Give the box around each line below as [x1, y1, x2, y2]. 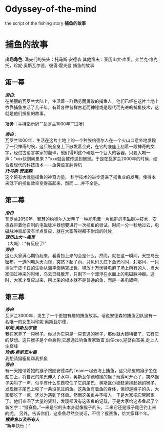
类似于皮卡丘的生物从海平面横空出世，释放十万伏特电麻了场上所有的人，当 [5, 265, 155, 271]
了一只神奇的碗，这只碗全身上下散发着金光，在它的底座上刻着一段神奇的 [5, 143, 150, 149]
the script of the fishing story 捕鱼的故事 [5, 20, 86, 26]
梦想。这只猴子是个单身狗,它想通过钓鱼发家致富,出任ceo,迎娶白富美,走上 [9, 337, 155, 343]
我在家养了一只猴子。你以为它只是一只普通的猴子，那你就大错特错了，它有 [5, 331, 155, 337]
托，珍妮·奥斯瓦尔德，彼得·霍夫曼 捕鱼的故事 [5, 62, 95, 68]
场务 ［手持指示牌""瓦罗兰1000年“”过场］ [5, 121, 87, 127]
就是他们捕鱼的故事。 [5, 110, 48, 116]
